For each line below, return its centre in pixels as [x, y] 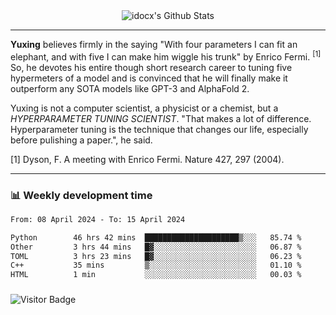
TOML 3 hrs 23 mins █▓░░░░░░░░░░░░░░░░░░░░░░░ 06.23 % [156, 256]
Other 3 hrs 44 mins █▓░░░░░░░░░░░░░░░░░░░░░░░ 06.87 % [156, 247]
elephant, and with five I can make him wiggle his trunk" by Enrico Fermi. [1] [166, 56]
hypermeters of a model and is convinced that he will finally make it [149, 78]
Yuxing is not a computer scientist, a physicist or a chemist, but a [144, 108]
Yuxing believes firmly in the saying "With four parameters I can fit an [154, 44]
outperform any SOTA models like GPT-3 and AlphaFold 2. [130, 88]
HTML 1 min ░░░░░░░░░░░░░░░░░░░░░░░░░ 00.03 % [156, 275]
